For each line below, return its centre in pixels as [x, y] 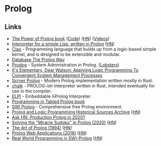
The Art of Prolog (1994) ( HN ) [42, 128]
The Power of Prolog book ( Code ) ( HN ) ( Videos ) [61, 38]
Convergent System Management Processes [57, 75]
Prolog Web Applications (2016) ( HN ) [49, 133]
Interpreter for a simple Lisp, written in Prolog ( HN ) [63, 44]
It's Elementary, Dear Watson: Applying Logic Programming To [75, 70]
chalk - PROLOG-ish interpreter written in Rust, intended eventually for [83, 86]
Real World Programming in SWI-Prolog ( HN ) [57, 138]
